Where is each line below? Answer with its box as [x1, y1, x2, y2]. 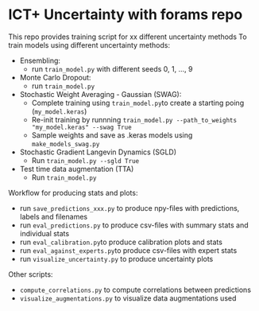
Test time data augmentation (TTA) [19, 164, 134, 173]
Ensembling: [19, 56, 61, 65]
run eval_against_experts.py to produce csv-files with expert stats [19, 245, 238, 255]
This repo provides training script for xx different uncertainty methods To [8, 32, 248, 41]
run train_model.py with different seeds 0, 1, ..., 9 [31, 64, 193, 73]
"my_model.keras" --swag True [31, 123, 133, 131]
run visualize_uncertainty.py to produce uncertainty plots [19, 254, 214, 263]
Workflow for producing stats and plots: [8, 188, 138, 197]
